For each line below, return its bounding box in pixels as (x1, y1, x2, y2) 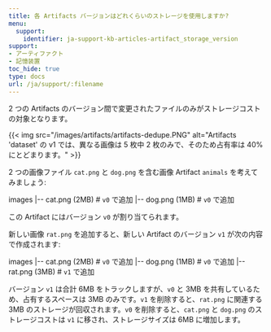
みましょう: (8, 177, 47, 187)
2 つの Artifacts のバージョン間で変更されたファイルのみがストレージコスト (8, 103, 261, 113)
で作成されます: (8, 239, 61, 249)
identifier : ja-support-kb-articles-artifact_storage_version (23, 34, 238, 43)
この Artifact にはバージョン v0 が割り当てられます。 (8, 212, 183, 221)
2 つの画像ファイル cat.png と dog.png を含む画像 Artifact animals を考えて (8, 167, 259, 177)
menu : (8, 20, 27, 28)
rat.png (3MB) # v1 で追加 (8, 266, 95, 277)
